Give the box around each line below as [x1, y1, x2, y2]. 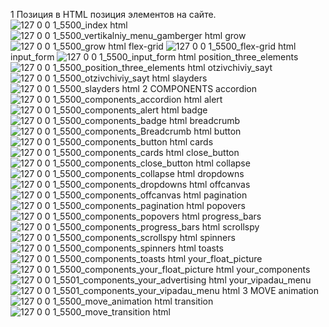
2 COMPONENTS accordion [141, 83, 258, 94]
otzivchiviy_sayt [207, 62, 273, 73]
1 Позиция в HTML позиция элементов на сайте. [10, 9, 217, 20]
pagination [203, 189, 248, 201]
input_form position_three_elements [10, 51, 299, 63]
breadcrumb [189, 115, 241, 126]
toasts [198, 242, 224, 254]
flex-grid [128, 40, 164, 52]
